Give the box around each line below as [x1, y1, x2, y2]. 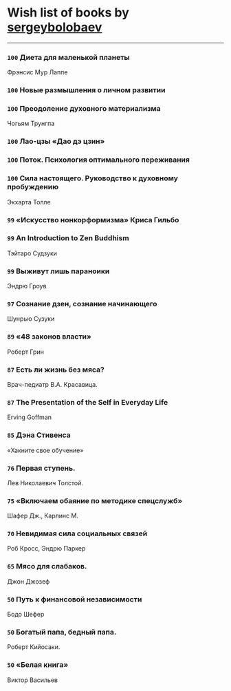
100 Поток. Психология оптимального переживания [7, 155, 190, 164]
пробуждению [7, 182, 59, 192]
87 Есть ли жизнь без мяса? [7, 365, 104, 374]
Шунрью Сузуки [7, 315, 55, 323]
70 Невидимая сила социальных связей [7, 529, 148, 538]
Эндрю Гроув [7, 282, 47, 290]
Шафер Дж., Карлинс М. [7, 511, 79, 520]
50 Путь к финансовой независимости [7, 594, 142, 604]
